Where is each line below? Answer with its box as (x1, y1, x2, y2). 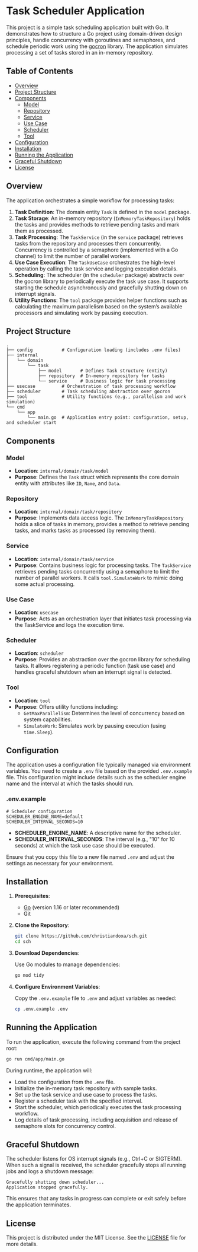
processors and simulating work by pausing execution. (14, 309, 148, 316)
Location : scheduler (14, 649, 64, 657)
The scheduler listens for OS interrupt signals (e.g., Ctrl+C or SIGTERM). (6, 1155, 182, 1162)
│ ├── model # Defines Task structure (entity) (6, 368, 168, 374)
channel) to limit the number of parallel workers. (14, 252, 132, 259)
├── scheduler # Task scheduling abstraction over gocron (6, 388, 170, 395)
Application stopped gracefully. (6, 1184, 89, 1190)
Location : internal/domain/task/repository (14, 508, 122, 515)
